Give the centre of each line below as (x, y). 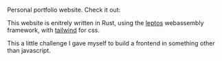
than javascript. (29, 50)
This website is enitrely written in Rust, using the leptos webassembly (106, 23)
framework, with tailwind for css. (53, 30)
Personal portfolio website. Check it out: (64, 10)
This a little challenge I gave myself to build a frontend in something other (111, 43)
